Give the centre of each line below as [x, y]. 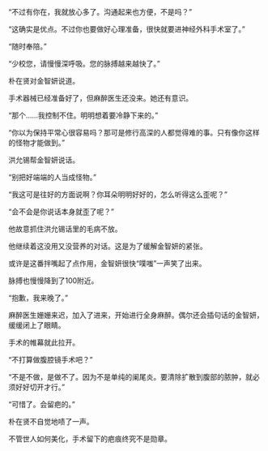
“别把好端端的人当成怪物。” [53, 177]
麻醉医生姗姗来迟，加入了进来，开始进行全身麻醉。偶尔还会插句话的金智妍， [136, 315]
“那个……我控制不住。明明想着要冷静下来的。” [83, 115]
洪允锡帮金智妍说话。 [44, 160]
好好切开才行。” [40, 387]
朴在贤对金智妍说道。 [44, 81]
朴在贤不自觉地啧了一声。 [51, 421]
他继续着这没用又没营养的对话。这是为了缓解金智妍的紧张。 [108, 246]
